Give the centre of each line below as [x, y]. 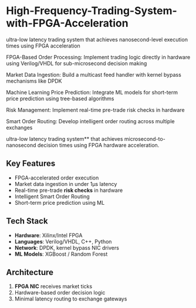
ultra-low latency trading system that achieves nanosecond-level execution [97, 39]
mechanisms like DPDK [34, 81]
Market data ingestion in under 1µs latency [66, 184]
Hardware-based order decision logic [60, 293]
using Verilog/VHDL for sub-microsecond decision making [77, 63]
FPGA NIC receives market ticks [53, 286]
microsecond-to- [145, 138]
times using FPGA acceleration [43, 46]
